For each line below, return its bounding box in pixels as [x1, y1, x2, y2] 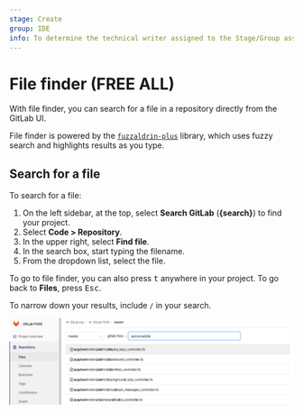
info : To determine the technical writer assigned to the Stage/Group [9, 33, 280, 42]
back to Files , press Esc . [9, 282, 102, 293]
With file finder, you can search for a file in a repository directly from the [9, 104, 278, 115]
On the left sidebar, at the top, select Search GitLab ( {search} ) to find [22, 207, 282, 218]
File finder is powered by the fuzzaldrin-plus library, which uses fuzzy [9, 131, 273, 142]
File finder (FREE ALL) [9, 73, 175, 94]
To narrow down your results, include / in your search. [9, 300, 212, 311]
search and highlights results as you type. [9, 140, 165, 151]
